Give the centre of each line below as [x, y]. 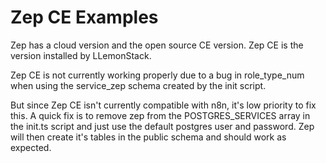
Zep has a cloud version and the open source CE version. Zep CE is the [157, 45]
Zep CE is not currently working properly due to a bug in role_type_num [157, 75]
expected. [31, 147]
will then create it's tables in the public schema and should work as [148, 137]
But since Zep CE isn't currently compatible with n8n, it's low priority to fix [163, 105]
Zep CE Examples [84, 17]
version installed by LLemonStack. [81, 55]
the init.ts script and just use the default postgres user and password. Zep [162, 126]
